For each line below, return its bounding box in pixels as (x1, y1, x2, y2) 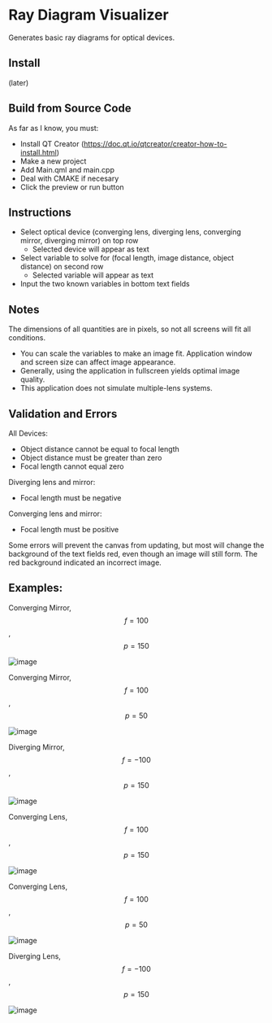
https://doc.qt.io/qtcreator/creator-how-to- (84, 138, 227, 148)
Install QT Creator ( (19, 138, 84, 148)
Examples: (8, 581, 63, 595)
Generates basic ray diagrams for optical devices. (8, 33, 175, 42)
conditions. (8, 333, 46, 343)
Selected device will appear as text (32, 244, 150, 254)
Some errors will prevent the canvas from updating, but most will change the (8, 540, 265, 550)
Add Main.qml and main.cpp (19, 164, 115, 174)
